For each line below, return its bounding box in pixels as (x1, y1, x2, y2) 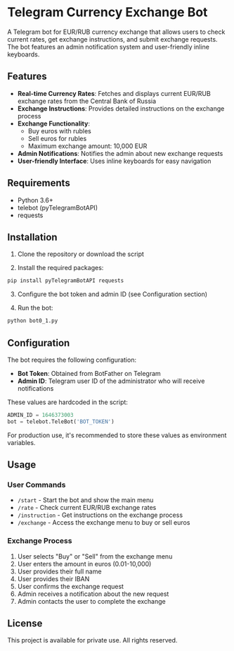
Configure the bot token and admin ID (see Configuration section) (17, 290, 208, 298)
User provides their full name (17, 567, 102, 576)
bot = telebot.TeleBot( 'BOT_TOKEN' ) (7, 418, 115, 425)
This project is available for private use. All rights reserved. (7, 636, 178, 645)
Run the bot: (17, 304, 53, 312)
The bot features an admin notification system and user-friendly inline (7, 42, 209, 51)
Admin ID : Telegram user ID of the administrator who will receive (17, 377, 205, 385)
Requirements (7, 177, 70, 189)
